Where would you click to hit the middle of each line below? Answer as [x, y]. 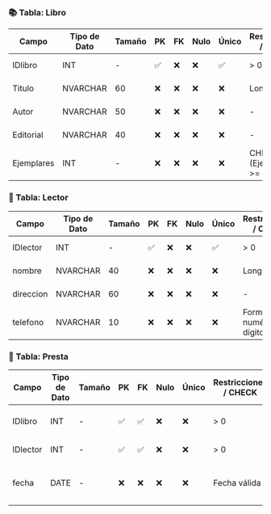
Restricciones [240, 382]
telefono [28, 322]
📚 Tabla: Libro [38, 12]
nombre [27, 271]
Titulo [23, 89]
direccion [30, 293]
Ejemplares [33, 163]
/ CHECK [240, 392]
